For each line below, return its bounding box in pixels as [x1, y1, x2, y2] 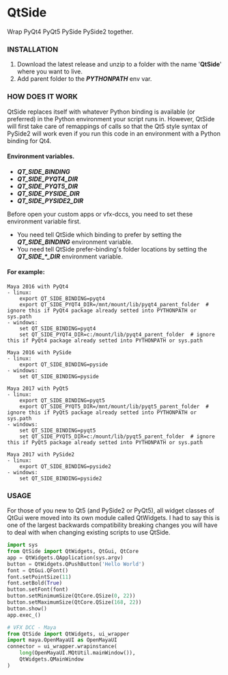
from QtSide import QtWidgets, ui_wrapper [7, 630, 130, 637]
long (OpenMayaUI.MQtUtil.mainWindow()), [19, 650, 136, 656]
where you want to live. [16, 67, 83, 76]
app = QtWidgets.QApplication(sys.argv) [7, 554, 124, 561]
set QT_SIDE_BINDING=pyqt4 [19, 325, 96, 332]
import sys [7, 541, 38, 549]
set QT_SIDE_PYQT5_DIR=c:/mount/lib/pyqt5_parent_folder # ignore [19, 433, 215, 440]
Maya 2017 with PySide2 [7, 451, 75, 458]
